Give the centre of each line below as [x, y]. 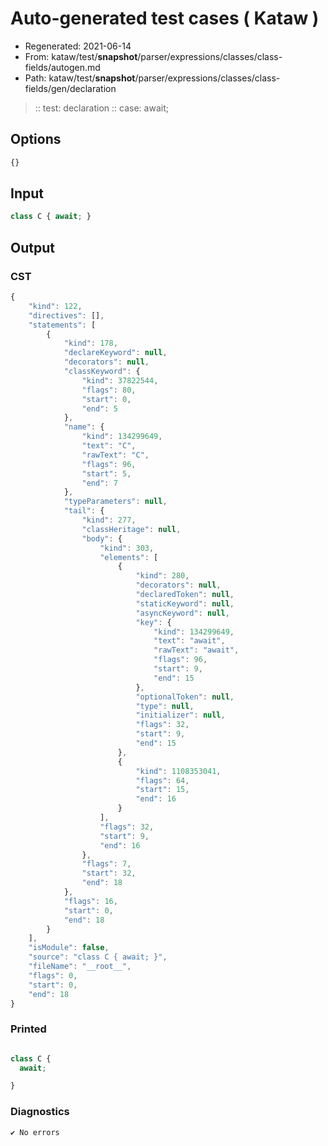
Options [36, 139]
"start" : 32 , [109, 873]
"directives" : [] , [66, 315]
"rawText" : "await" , [196, 650]
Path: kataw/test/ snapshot [80, 78]
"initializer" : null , [180, 715]
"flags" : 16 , [90, 901]
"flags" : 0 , [53, 975]
